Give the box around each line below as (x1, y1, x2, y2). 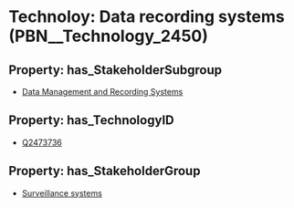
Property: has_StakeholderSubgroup (8, 62, 223, 78)
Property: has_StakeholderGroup (8, 163, 201, 179)
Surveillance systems (21, 187, 102, 198)
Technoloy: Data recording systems (8, 6, 285, 27)
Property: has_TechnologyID (8, 112, 174, 129)
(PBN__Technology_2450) (8, 26, 209, 47)
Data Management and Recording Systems (21, 87, 184, 97)
